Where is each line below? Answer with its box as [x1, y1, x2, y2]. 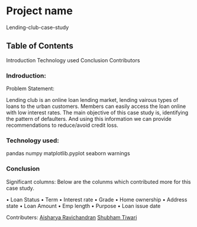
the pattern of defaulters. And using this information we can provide [6, 116, 172, 123]
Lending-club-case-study [6, 24, 69, 31]
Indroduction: [6, 71, 46, 79]
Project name [6, 4, 73, 18]
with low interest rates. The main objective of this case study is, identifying [6, 109, 189, 116]
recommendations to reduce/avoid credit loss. [6, 122, 118, 129]
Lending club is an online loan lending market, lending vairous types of [6, 97, 179, 104]
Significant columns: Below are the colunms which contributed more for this [6, 178, 191, 185]
